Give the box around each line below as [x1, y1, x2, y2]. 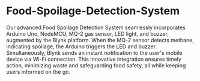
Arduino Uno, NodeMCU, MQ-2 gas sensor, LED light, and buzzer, [6, 30, 169, 37]
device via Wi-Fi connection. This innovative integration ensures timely [6, 55, 182, 63]
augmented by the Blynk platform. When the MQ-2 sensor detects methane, [6, 36, 194, 43]
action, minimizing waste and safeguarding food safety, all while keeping [6, 61, 186, 69]
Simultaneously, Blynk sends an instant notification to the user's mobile [6, 49, 183, 56]
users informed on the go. [6, 68, 71, 75]
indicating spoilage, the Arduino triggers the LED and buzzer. [6, 43, 157, 50]
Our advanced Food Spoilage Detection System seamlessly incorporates [6, 24, 186, 31]
